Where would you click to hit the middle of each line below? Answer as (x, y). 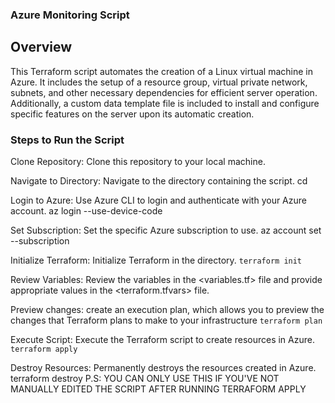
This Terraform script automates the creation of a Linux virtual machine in (162, 71)
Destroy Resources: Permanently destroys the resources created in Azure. (163, 368)
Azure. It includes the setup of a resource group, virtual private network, (159, 82)
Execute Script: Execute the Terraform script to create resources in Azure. (162, 340)
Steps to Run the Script (67, 140)
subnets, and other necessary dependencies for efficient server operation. (164, 92)
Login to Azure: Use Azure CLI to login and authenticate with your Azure (158, 200)
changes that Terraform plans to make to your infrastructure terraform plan (166, 320)
